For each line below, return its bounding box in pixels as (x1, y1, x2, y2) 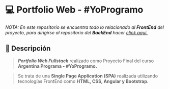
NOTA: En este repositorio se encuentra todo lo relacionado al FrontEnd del (5, 24, 164, 30)
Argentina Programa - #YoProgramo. (17, 63, 98, 69)
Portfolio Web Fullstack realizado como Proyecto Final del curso (17, 58, 154, 64)
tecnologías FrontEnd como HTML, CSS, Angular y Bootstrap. (17, 78, 149, 84)
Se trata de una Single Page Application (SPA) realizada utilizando (17, 73, 158, 79)
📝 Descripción (5, 44, 51, 53)
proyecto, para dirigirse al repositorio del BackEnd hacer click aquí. (5, 29, 148, 35)
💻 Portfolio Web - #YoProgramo (5, 4, 144, 16)
